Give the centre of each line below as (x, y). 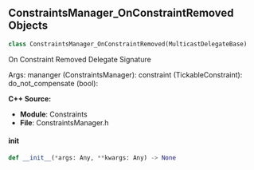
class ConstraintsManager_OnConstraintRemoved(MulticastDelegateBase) (128, 44)
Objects (28, 26)
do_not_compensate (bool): (53, 83)
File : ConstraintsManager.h (64, 122)
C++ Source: (30, 98)
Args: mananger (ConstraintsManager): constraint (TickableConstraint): (125, 74)
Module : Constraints (53, 114)
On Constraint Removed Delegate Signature (80, 59)
